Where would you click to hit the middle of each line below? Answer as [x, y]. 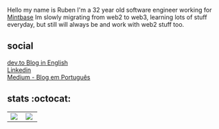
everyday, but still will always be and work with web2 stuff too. [96, 24]
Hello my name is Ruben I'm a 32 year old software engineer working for [109, 10]
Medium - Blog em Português [49, 77]
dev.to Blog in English [38, 62]
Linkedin [19, 70]
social [20, 46]
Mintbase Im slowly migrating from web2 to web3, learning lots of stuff [107, 17]
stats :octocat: [39, 99]
